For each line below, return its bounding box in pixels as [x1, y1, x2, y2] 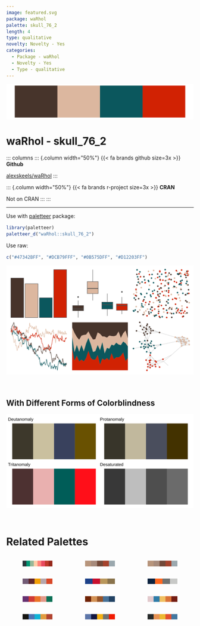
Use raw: [6, 242, 29, 249]
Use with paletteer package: [6, 212, 76, 219]
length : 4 [6, 29, 31, 35]
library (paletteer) [6, 225, 55, 231]
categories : [6, 48, 36, 54]
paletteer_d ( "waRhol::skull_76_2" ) [6, 231, 95, 237]
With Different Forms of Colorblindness [6, 398, 155, 408]
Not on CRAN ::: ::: [6, 195, 51, 202]
